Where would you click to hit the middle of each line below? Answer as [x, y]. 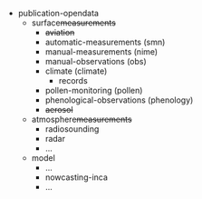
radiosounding [72, 129]
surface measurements [73, 23]
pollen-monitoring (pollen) [94, 90]
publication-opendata [58, 13]
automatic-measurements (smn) [105, 42]
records [73, 80]
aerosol [59, 109]
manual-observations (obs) [96, 61]
